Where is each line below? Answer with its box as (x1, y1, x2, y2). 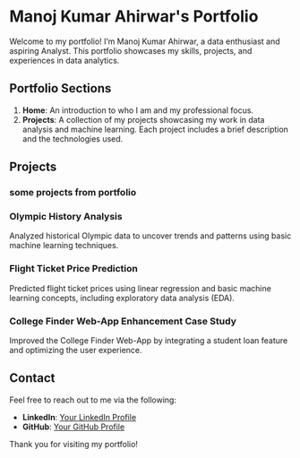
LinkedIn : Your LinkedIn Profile (21, 411, 137, 422)
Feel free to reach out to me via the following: (9, 394, 177, 405)
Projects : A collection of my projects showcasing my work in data (21, 114, 265, 125)
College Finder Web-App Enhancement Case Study (9, 315, 237, 327)
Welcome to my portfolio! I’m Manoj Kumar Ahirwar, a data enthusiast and (9, 36, 280, 47)
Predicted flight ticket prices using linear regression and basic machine (9, 282, 271, 293)
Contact (9, 370, 56, 386)
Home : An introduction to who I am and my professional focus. (21, 105, 253, 116)
